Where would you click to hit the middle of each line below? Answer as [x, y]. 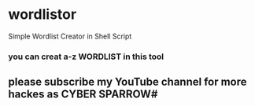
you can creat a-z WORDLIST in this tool [86, 57]
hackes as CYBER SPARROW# [83, 95]
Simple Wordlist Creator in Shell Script [70, 36]
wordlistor [42, 15]
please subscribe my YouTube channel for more [128, 82]
